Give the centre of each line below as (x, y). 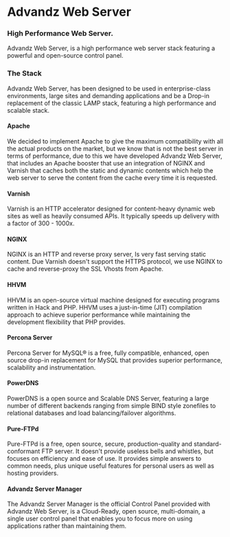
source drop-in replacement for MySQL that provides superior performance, (115, 360)
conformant (24, 451)
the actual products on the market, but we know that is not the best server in (115, 148)
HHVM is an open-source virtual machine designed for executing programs (114, 300)
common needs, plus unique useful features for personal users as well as (111, 466)
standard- (207, 444)
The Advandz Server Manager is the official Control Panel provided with (109, 504)
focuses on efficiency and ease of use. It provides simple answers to (104, 459)
